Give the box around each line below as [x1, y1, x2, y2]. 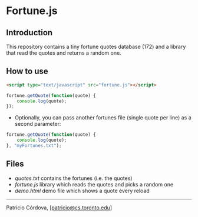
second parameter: [14, 121, 61, 128]
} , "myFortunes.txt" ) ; [6, 143, 62, 149]
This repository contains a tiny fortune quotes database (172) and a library [6, 43, 186, 50]
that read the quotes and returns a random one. [6, 49, 122, 56]
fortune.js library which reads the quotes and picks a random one [14, 181, 174, 188]
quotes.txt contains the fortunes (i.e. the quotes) [14, 175, 133, 182]
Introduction [6, 28, 53, 38]
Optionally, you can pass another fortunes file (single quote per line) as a [14, 114, 192, 121]
